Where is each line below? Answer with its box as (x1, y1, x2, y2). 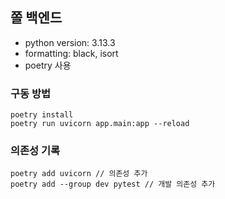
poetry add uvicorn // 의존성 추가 (10, 169, 148, 179)
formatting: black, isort (24, 47, 119, 59)
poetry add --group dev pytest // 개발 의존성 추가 (10, 179, 216, 190)
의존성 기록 (10, 144, 61, 158)
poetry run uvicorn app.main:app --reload (10, 119, 190, 129)
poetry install (10, 110, 74, 120)
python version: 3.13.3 (24, 36, 116, 48)
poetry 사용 (24, 59, 72, 71)
